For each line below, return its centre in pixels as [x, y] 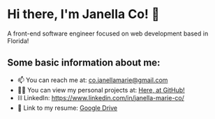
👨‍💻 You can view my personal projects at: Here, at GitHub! [101, 90]
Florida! [18, 40]
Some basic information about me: [84, 63]
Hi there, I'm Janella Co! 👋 [83, 14]
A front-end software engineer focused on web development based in [108, 33]
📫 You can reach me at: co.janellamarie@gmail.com [92, 80]
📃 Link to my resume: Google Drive [67, 108]
